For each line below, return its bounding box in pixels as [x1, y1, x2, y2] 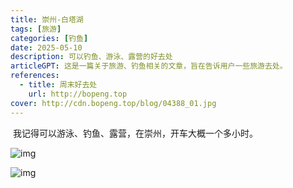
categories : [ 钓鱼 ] [10, 33, 89, 43]
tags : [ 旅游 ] [10, 24, 62, 34]
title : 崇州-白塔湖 [10, 14, 84, 25]
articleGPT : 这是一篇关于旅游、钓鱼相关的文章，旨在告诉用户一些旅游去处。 [10, 61, 288, 71]
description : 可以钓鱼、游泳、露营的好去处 [10, 52, 173, 62]
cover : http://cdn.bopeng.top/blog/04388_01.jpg [10, 98, 217, 108]
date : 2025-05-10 [10, 42, 83, 53]
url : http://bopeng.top [28, 89, 128, 99]
